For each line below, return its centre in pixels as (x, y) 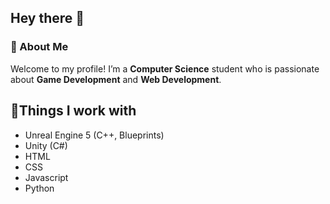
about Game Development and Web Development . (116, 79)
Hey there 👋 (47, 18)
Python (39, 188)
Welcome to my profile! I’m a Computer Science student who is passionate (165, 68)
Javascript (46, 177)
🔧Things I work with (73, 111)
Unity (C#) (46, 145)
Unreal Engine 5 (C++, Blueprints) (94, 135)
